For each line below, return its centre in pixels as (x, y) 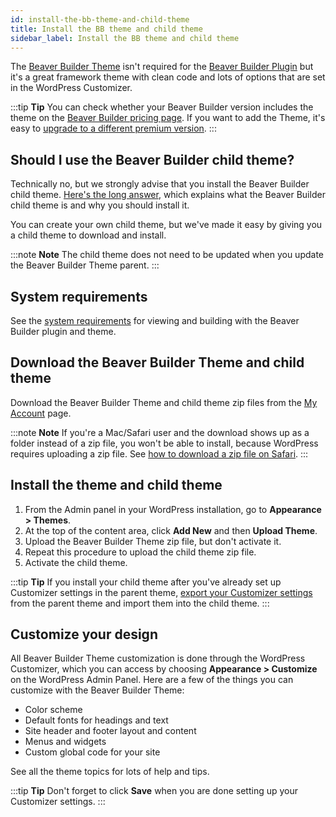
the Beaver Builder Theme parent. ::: (85, 265)
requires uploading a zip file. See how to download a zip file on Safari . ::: (159, 453)
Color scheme (53, 710)
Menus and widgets (65, 742)
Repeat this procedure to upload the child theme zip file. (140, 552)
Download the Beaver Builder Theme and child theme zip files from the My (164, 402)
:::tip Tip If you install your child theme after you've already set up (146, 582)
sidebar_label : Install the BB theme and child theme (125, 38)
